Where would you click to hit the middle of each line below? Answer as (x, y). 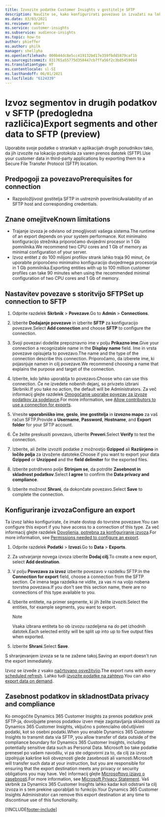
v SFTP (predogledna (49, 113)
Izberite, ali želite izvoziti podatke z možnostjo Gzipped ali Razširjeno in (85, 449)
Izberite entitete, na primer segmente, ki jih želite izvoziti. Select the (80, 602)
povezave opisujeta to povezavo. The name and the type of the (75, 353)
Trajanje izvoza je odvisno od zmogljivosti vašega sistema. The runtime (83, 231)
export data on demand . (29, 681)
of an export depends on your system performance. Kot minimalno (80, 237)
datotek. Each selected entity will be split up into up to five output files (82, 631)
